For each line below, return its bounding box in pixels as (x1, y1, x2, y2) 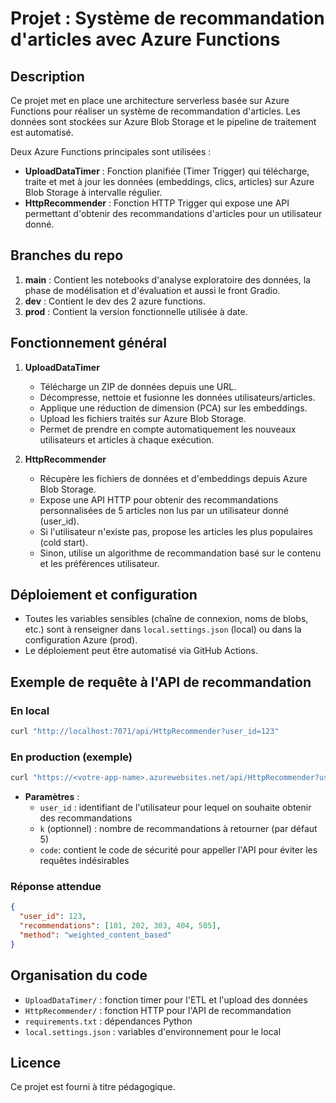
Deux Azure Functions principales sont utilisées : (10, 146, 212, 157)
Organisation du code (10, 967, 148, 984)
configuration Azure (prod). (24, 634, 138, 646)
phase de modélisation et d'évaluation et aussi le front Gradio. (24, 284, 281, 296)
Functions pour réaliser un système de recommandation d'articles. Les (10, 105, 302, 117)
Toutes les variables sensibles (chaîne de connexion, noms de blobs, (24, 613, 309, 625)
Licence (10, 1055, 62, 1072)
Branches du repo (10, 247, 124, 264)
